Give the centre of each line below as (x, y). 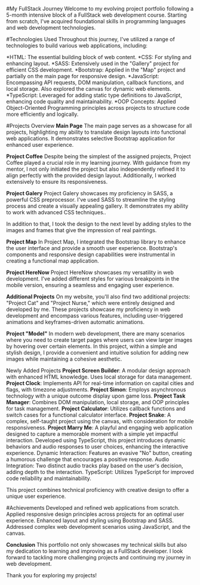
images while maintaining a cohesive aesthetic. (64, 359)
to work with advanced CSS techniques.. (56, 212)
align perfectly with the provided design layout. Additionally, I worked (91, 175)
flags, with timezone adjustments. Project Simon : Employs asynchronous (96, 390)
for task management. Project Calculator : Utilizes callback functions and (96, 409)
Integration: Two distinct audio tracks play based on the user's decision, (95, 466)
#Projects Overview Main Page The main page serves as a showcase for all (99, 126)
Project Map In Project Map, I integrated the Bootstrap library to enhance (96, 242)
